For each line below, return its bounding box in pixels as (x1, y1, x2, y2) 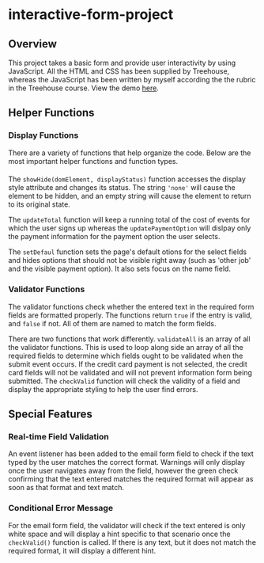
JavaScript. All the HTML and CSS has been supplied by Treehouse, (8, 67, 230, 76)
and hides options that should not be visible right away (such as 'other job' (8, 256, 251, 265)
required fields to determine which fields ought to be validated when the (8, 351, 243, 360)
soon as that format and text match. (8, 483, 125, 493)
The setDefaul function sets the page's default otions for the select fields (8, 247, 247, 257)
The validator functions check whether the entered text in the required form (8, 302, 255, 311)
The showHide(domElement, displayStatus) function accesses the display (8, 174, 247, 184)
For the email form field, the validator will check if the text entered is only (8, 520, 246, 530)
